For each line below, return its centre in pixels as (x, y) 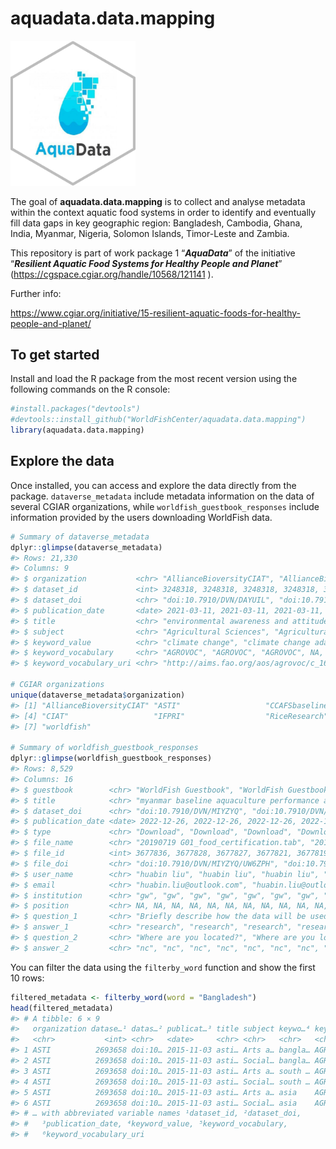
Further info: (36, 293)
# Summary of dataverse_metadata (80, 537)
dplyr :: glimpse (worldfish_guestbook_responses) (111, 758)
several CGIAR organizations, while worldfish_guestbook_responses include (165, 506)
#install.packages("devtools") (75, 409)
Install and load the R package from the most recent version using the (154, 379)
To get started (55, 354)
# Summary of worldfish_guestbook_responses (104, 748)
